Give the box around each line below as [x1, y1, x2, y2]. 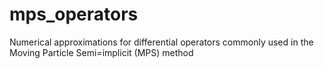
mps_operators [9, 3, 139, 26]
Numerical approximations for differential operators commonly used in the [9, 36, 314, 48]
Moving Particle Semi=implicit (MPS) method [9, 46, 194, 58]
